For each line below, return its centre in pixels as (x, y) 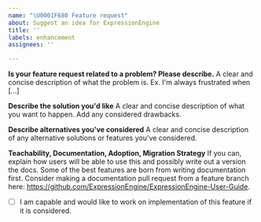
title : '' (24, 30)
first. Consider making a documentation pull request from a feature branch (129, 179)
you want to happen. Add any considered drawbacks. (95, 114)
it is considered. (46, 211)
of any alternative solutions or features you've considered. (103, 138)
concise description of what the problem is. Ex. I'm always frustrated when (129, 83)
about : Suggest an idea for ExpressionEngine (84, 23)
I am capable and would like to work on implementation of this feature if (136, 202)
